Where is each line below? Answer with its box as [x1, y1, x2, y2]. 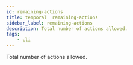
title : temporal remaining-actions [6, 14, 98, 20]
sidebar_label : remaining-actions [6, 20, 93, 26]
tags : [6, 31, 20, 37]
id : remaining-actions [6, 8, 63, 15]
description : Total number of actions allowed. [6, 25, 128, 32]
